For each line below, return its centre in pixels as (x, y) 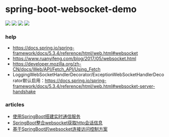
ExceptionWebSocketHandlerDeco (128, 75)
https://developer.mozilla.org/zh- (47, 64)
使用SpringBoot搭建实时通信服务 (47, 116)
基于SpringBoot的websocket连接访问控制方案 (60, 129)
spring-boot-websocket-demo (71, 9)
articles (15, 105)
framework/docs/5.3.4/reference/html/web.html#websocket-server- (84, 86)
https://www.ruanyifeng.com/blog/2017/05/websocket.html (74, 58)
